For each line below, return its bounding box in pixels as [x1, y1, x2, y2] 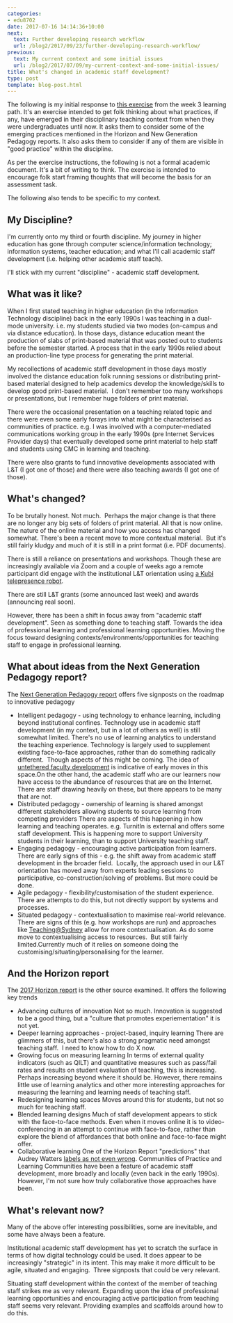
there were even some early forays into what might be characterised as [7, 415, 212, 423]
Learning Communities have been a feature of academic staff [17, 1162, 193, 1171]
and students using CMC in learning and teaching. [7, 444, 151, 453]
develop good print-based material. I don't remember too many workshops [7, 387, 223, 395]
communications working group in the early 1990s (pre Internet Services [7, 429, 215, 438]
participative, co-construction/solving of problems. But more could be [17, 874, 218, 882]
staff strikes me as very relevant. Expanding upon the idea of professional [7, 1287, 219, 1295]
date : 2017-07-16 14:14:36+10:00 [7, 23, 104, 30]
